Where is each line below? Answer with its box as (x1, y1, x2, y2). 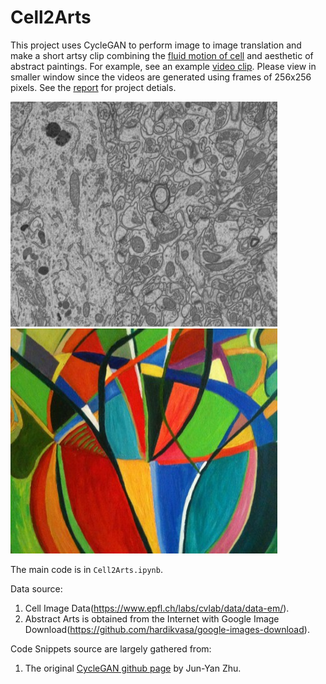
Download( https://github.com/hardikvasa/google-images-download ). (24, 623, 310, 635)
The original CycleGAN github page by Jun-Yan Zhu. (24, 662, 242, 674)
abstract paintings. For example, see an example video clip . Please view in (10, 60, 317, 72)
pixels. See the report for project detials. (10, 81, 177, 93)
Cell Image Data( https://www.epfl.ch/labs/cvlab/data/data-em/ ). (24, 602, 290, 614)
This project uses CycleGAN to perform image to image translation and (10, 39, 302, 51)
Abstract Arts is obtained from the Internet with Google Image (24, 612, 280, 625)
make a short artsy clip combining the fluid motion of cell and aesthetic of (10, 49, 314, 61)
